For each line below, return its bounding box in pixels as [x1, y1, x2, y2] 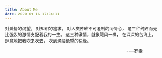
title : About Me [5, 7, 38, 12]
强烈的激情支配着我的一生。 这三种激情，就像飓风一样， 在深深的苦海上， [9, 31, 156, 37]
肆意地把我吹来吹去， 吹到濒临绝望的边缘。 [5, 37, 91, 43]
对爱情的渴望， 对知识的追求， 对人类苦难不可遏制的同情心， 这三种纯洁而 [5, 25, 153, 31]
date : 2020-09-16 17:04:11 [5, 12, 60, 16]
